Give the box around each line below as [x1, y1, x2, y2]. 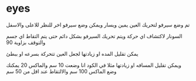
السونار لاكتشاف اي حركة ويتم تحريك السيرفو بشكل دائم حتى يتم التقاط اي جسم [6, 32, 182, 39]
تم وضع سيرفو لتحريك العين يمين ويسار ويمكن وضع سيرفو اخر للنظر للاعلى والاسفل [6, 21, 190, 28]
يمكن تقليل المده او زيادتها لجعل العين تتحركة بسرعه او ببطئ [6, 50, 138, 57]
